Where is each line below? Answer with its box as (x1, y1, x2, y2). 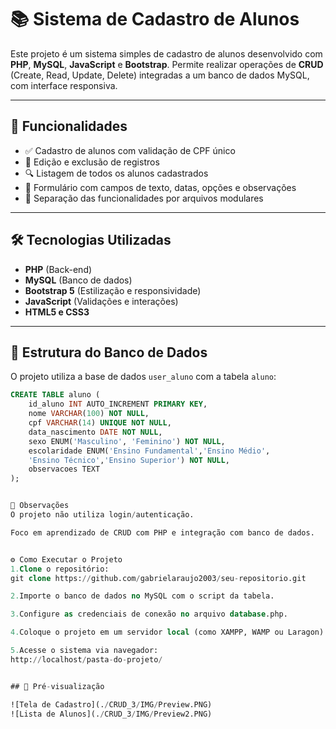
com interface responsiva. (10, 79, 118, 91)
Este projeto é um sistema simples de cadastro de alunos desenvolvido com (10, 47, 323, 60)
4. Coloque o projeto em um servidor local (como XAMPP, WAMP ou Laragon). (10, 627, 329, 638)
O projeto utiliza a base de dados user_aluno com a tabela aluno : (10, 371, 277, 383)
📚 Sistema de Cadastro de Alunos (10, 8, 300, 31)
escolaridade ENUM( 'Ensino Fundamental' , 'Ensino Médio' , (28, 446, 271, 456)
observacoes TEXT (28, 464, 101, 475)
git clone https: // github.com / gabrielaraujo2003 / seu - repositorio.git (10, 573, 307, 583)
